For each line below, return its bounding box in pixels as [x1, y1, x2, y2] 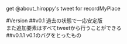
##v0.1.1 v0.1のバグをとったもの [6, 32, 82, 39]
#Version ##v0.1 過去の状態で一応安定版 [6, 17, 103, 24]
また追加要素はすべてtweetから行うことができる [6, 25, 122, 31]
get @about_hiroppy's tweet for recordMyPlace [6, 5, 121, 12]
